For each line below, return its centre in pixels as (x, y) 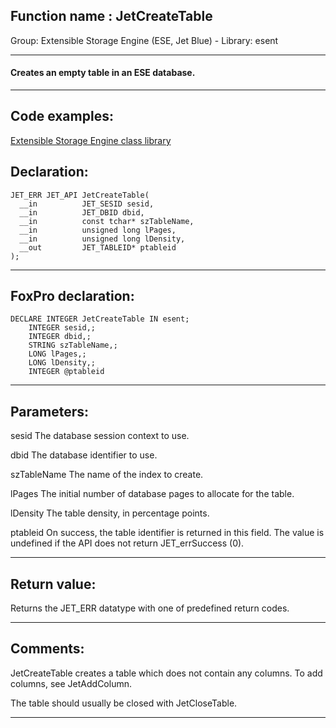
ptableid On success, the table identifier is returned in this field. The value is (167, 533)
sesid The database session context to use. (100, 436)
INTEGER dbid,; (60, 337)
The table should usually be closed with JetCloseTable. (124, 703)
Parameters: (49, 411)
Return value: (53, 584)
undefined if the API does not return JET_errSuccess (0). (127, 543)
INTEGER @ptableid (66, 372)
